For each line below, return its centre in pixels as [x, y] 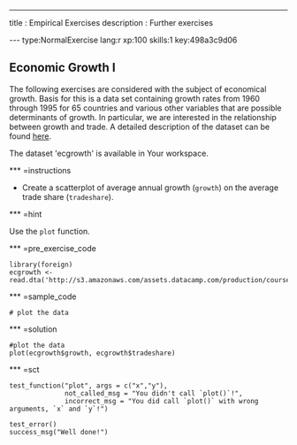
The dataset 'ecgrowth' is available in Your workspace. [109, 153]
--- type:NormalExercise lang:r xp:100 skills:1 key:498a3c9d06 [123, 40]
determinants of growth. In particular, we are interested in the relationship [143, 117]
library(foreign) [41, 265]
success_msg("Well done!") [59, 432]
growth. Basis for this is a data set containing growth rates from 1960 [135, 98]
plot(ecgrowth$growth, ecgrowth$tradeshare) [92, 353]
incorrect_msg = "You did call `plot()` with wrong [162, 401]
